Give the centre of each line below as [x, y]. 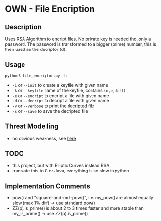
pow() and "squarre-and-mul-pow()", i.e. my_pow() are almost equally [82, 198]
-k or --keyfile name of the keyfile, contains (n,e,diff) [69, 90]
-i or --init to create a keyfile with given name [60, 85]
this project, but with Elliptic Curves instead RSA [61, 166]
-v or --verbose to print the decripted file [53, 106]
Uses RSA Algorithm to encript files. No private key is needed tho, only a [78, 39]
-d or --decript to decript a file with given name [60, 100]
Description [23, 27]
